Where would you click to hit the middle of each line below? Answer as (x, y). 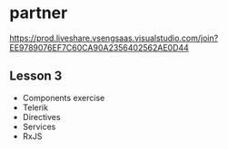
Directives (41, 116)
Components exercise (64, 98)
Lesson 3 (36, 76)
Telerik (35, 107)
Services (39, 126)
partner (39, 13)
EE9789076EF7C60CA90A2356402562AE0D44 (99, 47)
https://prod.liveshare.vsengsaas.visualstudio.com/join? (114, 38)
